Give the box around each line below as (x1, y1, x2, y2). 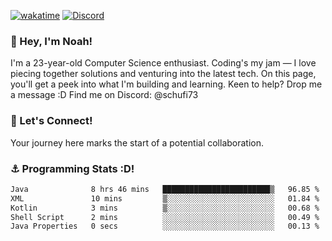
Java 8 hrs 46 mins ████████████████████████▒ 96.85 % (10, 184, 320, 194)
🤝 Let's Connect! (10, 114, 93, 128)
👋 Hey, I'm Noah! (10, 34, 93, 48)
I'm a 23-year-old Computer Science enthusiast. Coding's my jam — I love (10, 57, 317, 69)
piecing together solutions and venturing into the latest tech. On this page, (10, 68, 317, 80)
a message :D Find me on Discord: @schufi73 (10, 89, 199, 101)
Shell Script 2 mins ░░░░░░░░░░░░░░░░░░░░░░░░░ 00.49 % (10, 212, 320, 222)
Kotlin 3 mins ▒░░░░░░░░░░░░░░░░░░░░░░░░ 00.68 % (10, 203, 320, 213)
